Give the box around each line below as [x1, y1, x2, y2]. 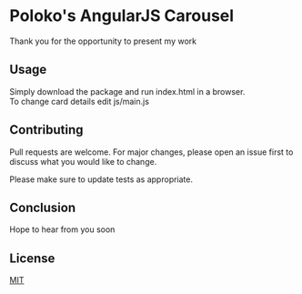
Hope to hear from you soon [9, 224, 116, 235]
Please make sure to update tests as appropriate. [9, 174, 194, 185]
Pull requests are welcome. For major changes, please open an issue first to [9, 147, 294, 157]
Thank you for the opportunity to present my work [9, 35, 197, 46]
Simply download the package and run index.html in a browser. [9, 86, 246, 96]
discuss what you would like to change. [9, 156, 157, 167]
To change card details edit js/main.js [9, 96, 150, 106]
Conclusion [9, 199, 76, 215]
